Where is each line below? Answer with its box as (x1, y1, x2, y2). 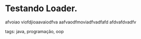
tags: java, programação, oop (5, 28, 64, 34)
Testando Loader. (5, 3, 78, 14)
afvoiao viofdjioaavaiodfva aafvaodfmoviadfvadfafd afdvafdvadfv (5, 19, 137, 25)
